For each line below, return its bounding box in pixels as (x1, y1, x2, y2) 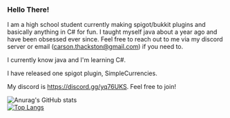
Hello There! (7, 5, 50, 14)
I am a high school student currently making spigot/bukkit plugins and (7, 21, 206, 29)
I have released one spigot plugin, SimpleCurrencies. (7, 69, 157, 77)
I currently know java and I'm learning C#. (7, 56, 126, 64)
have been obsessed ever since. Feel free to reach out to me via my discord (7, 35, 223, 43)
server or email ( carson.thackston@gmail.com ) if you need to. (7, 43, 184, 51)
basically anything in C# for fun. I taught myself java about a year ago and (7, 28, 218, 36)
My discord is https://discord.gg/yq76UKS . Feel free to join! (7, 83, 176, 91)
